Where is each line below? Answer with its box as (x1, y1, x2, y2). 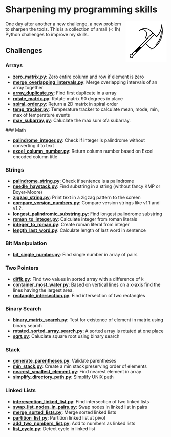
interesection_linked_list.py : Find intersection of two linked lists (12, 398, 149, 405)
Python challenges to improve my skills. (5, 31, 89, 37)
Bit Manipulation (5, 240, 47, 247)
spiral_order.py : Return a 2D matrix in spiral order (12, 101, 119, 107)
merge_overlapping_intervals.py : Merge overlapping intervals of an (12, 79, 158, 85)
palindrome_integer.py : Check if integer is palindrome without (12, 137, 145, 143)
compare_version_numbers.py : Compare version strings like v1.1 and (12, 199, 160, 206)
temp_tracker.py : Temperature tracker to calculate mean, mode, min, (12, 106, 159, 112)
